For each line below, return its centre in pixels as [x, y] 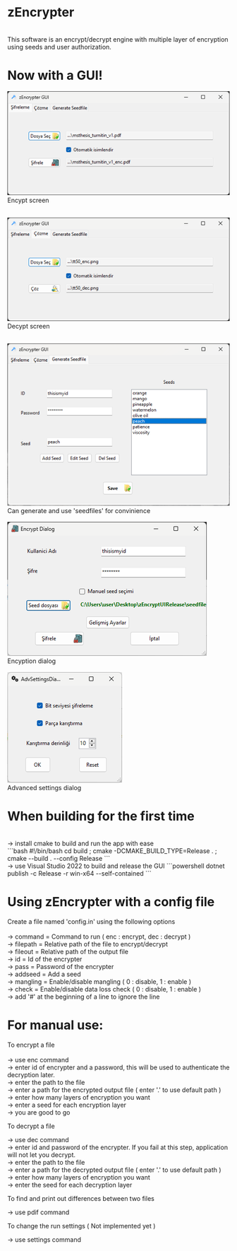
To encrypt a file [31, 1045]
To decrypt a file [31, 1126]
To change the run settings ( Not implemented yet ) [81, 1226]
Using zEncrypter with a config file [111, 902]
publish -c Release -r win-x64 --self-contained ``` [79, 873]
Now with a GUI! [55, 76]
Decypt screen [29, 327]
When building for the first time [101, 816]
